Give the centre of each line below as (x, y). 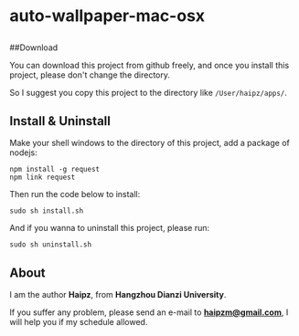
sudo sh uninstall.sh (51, 245)
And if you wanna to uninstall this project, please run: (110, 228)
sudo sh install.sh (47, 211)
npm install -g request (55, 170)
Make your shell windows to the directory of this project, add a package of (149, 143)
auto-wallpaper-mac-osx (107, 16)
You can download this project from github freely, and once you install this (149, 65)
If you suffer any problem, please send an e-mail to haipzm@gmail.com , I (149, 312)
